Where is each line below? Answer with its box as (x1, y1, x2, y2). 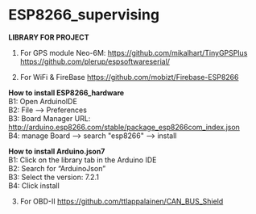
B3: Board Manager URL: (8, 113, 91, 123)
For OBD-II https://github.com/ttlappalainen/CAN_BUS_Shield (19, 196, 224, 206)
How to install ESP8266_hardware (8, 87, 125, 98)
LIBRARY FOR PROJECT (8, 32, 90, 42)
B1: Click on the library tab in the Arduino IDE (8, 155, 157, 165)
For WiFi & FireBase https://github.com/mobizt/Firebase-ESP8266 (19, 72, 239, 82)
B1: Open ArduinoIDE (8, 96, 78, 106)
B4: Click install (8, 180, 60, 191)
